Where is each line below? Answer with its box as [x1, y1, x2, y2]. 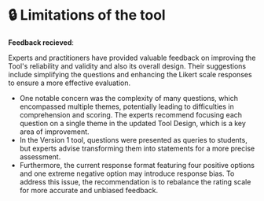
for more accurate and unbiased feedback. [19, 185, 159, 195]
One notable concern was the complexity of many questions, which [19, 93, 238, 102]
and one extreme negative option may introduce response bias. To [19, 169, 235, 178]
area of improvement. [19, 127, 90, 136]
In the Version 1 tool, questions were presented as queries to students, [19, 135, 247, 144]
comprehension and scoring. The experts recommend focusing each [19, 110, 242, 119]
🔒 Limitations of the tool [8, 6, 167, 24]
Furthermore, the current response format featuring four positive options [19, 160, 255, 169]
